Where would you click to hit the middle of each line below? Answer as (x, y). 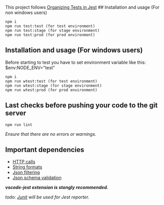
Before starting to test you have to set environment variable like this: (76, 62)
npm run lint (19, 125)
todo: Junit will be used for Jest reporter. (47, 197)
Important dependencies (45, 150)
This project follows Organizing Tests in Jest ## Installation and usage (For (82, 7)
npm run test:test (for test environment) (50, 26)
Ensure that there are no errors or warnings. (51, 134)
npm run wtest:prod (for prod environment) (51, 90)
